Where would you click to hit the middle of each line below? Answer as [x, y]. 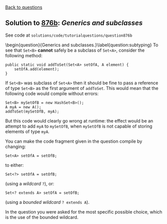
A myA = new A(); [23, 107]
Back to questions [24, 7]
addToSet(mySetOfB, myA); [32, 111]
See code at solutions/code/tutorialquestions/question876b [69, 35]
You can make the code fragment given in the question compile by [74, 141]
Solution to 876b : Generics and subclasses [74, 23]
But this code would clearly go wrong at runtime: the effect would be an [79, 121]
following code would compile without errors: [52, 93]
